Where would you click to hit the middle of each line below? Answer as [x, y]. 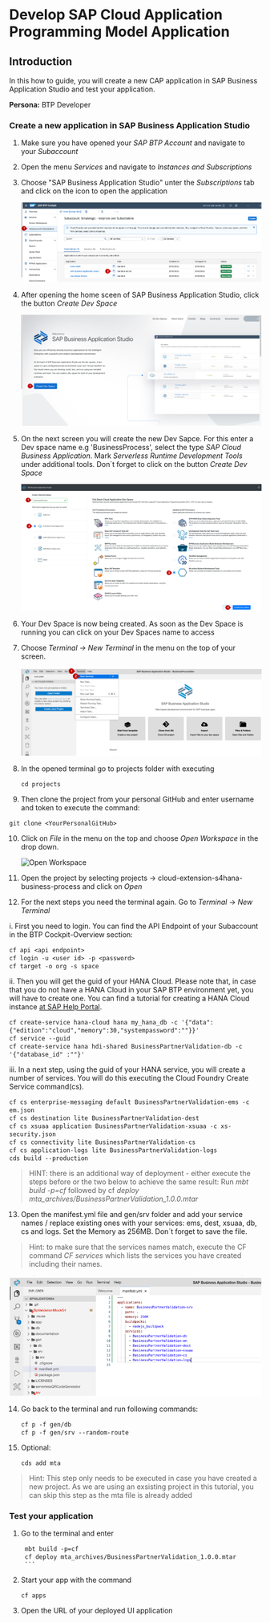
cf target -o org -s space [54, 966]
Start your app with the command [76, 1580]
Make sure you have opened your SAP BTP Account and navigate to [133, 143]
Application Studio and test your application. [82, 89]
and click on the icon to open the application [94, 191]
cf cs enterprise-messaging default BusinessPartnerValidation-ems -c [129, 1102]
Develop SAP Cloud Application [116, 15]
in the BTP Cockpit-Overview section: [71, 934]
